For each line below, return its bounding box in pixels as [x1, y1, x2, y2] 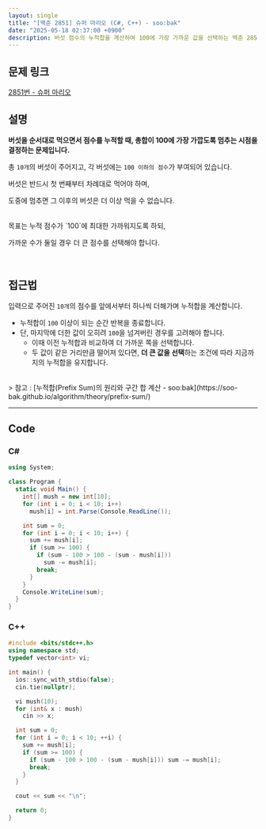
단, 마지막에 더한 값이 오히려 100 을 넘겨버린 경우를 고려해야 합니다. [19, 328, 225, 337]
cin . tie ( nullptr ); [15, 683, 77, 691]
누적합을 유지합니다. [46, 357, 108, 367]
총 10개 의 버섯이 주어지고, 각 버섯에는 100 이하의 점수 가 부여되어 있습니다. [8, 162, 232, 171]
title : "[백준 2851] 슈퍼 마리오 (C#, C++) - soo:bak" [8, 19, 181, 27]
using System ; [8, 464, 55, 472]
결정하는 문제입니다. [8, 145, 70, 154]
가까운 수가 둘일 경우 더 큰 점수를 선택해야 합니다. [8, 238, 161, 247]
